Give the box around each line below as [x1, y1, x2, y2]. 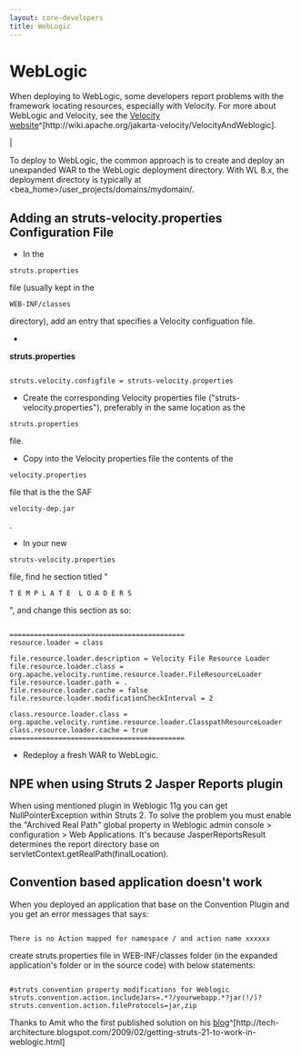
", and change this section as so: [9, 605, 132, 616]
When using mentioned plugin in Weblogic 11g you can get [9, 801, 228, 812]
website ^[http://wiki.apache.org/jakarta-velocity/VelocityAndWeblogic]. [9, 120, 277, 131]
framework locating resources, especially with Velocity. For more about [9, 101, 276, 112]
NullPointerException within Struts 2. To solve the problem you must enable [9, 810, 292, 821]
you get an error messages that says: [9, 908, 149, 919]
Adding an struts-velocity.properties [9, 210, 223, 225]
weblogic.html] [9, 1036, 65, 1047]
